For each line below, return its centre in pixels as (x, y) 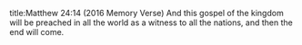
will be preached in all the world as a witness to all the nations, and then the (151, 22)
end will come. (37, 32)
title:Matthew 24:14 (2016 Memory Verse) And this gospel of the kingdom (146, 13)
